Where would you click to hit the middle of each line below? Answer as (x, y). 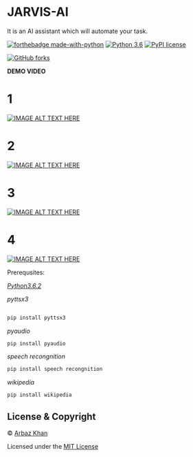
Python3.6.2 (24, 285)
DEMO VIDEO (26, 71)
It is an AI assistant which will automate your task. (77, 31)
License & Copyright (52, 417)
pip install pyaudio (37, 343)
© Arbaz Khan (27, 433)
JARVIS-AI (38, 12)
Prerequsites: (26, 272)
